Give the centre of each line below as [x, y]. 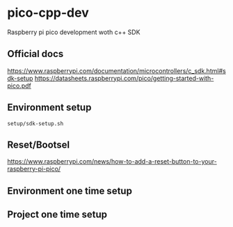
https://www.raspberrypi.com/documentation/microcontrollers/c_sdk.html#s [116, 70]
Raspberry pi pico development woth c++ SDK [74, 32]
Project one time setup [57, 215]
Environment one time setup [70, 190]
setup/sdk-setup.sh [35, 123]
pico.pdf [19, 86]
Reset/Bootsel [39, 144]
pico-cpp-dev [48, 13]
